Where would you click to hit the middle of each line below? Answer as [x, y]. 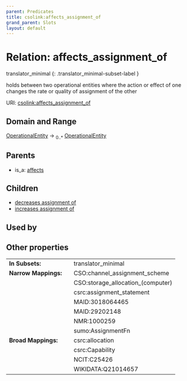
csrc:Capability [94, 350]
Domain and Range [41, 121]
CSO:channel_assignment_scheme [121, 273]
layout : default [26, 28]
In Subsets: [25, 263]
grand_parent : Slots [31, 22]
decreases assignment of [45, 203]
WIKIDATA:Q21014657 [106, 369]
